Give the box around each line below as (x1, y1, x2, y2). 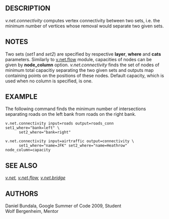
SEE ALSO (5, 161, 38, 170)
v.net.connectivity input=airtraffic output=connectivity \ (5, 139, 135, 144)
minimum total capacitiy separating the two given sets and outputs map (5, 67, 154, 73)
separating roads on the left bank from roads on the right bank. (5, 111, 136, 117)
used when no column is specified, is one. (5, 78, 93, 84)
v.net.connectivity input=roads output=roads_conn (5, 121, 114, 126)
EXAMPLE (5, 93, 38, 101)
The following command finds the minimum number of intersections (5, 106, 146, 112)
